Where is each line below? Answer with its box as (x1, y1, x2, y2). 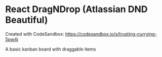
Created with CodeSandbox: (5, 31, 64, 37)
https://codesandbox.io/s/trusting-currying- (65, 31, 157, 37)
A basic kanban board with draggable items (5, 46, 96, 52)
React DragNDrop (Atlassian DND (5, 4, 148, 15)
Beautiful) (5, 14, 48, 26)
